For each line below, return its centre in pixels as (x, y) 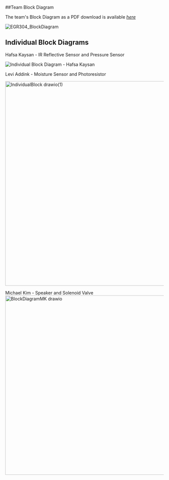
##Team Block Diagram (29, 7)
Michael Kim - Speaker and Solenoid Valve (49, 293)
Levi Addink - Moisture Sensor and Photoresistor (56, 74)
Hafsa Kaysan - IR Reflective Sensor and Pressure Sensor (65, 54)
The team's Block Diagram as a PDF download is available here (70, 17)
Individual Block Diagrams (47, 42)
